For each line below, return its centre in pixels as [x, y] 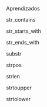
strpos [14, 65]
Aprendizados [23, 8]
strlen [13, 76]
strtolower [19, 99]
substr [14, 54]
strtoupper [19, 88]
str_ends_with [23, 42]
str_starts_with [23, 31]
